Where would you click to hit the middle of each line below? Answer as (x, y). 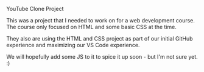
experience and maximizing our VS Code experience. (73, 45)
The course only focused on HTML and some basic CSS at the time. (91, 27)
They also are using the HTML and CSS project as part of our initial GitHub (100, 38)
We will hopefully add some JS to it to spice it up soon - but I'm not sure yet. (102, 57)
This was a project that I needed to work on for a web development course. (100, 20)
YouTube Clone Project (35, 9)
